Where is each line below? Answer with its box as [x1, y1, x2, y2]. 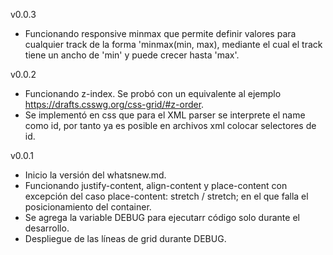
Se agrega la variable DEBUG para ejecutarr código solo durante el [24, 212, 300, 223]
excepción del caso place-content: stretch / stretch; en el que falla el [24, 190, 309, 202]
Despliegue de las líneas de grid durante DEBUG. [24, 233, 227, 244]
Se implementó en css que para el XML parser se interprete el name [24, 109, 306, 121]
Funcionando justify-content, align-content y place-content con [24, 180, 288, 191]
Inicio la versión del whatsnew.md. [24, 169, 167, 181]
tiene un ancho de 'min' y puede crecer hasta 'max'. [24, 49, 240, 61]
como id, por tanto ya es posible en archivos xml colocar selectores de [24, 120, 317, 131]
